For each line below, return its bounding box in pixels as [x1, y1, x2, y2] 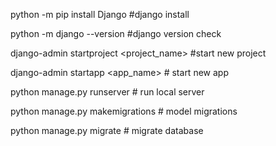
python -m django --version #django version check [10, 28, 222, 39]
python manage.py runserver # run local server [10, 86, 205, 98]
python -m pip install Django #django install [10, 9, 190, 20]
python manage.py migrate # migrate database [10, 125, 204, 136]
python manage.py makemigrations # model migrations [10, 105, 238, 117]
